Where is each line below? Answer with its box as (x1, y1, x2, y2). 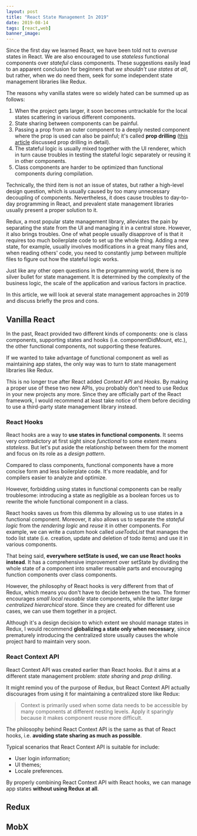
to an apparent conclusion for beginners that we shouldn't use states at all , (6, 66, 188, 73)
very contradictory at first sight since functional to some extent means (6, 437, 177, 445)
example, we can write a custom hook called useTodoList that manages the (6, 528, 188, 535)
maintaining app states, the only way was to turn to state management (6, 360, 176, 367)
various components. (6, 541, 58, 548)
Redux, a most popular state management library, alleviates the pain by (6, 218, 178, 225)
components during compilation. (14, 170, 94, 177)
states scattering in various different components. (14, 113, 136, 121)
